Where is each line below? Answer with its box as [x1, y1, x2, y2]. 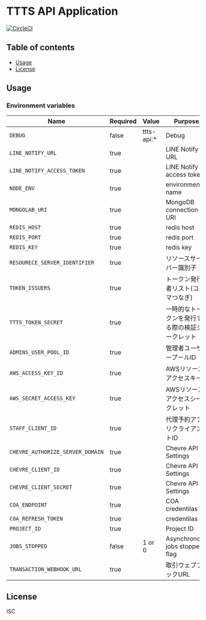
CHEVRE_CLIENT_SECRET [9, 484, 72, 491]
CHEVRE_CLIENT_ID [9, 466, 60, 473]
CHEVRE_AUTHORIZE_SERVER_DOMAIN [9, 449, 104, 456]
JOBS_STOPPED [9, 543, 48, 550]
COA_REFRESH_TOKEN [9, 515, 63, 522]
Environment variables [6, 101, 75, 110]
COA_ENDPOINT [9, 502, 48, 508]
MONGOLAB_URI [9, 207, 48, 213]
